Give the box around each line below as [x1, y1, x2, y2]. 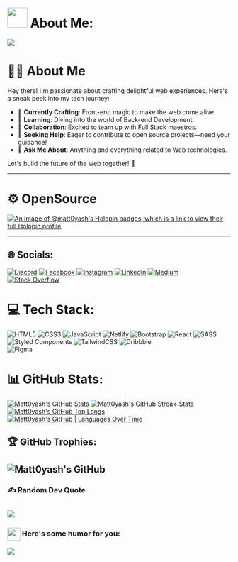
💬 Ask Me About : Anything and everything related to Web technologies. [17, 145, 227, 154]
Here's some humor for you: [21, 529, 120, 539]
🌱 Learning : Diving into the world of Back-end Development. [17, 115, 195, 123]
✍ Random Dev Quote [7, 485, 86, 495]
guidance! [17, 138, 47, 146]
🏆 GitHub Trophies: [7, 436, 97, 448]
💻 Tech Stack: [7, 302, 95, 317]
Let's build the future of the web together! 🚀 [7, 159, 136, 167]
